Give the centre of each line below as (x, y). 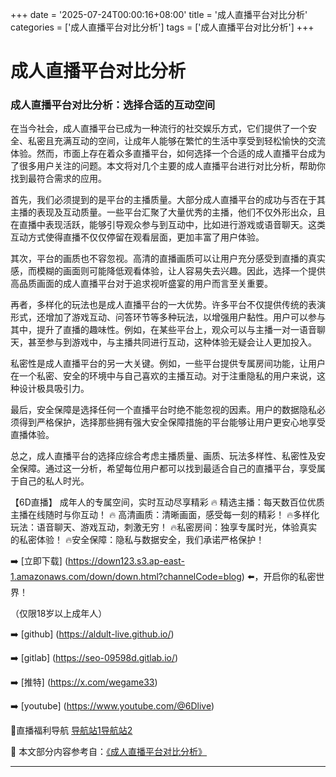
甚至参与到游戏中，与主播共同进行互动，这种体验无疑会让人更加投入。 (172, 342)
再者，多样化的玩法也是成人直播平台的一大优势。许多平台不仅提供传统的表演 (168, 305)
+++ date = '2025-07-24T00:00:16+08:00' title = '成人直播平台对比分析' (159, 14)
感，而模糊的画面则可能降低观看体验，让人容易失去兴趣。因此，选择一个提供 (168, 271)
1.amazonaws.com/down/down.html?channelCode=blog (126, 577)
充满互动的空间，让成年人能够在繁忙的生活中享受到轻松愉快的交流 (189, 141)
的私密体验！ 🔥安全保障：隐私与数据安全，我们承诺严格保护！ (137, 540)
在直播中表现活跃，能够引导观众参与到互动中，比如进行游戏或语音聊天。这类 (168, 225)
